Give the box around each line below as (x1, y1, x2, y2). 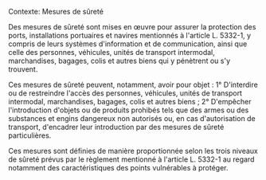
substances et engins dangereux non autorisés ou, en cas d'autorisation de (8, 114, 256, 123)
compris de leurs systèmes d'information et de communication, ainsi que (8, 39, 248, 49)
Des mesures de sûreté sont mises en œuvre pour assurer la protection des (8, 22, 256, 31)
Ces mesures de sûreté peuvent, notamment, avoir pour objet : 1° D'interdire (8, 80, 259, 89)
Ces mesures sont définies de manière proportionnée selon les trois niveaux (8, 147, 259, 155)
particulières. (8, 131, 52, 140)
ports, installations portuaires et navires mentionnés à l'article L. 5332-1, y (8, 31, 252, 40)
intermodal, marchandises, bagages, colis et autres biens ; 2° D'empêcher (8, 97, 252, 106)
